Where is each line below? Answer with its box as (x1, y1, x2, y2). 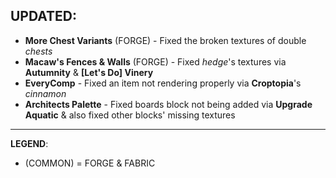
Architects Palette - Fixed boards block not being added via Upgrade (24, 98, 313, 110)
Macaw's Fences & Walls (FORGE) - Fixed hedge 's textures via (24, 55, 287, 68)
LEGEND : (10, 137, 49, 149)
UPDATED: (10, 8, 78, 25)
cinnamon (24, 87, 67, 99)
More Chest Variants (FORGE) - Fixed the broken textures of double (24, 34, 307, 46)
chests (24, 45, 53, 57)
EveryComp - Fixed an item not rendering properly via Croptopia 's (24, 77, 302, 89)
